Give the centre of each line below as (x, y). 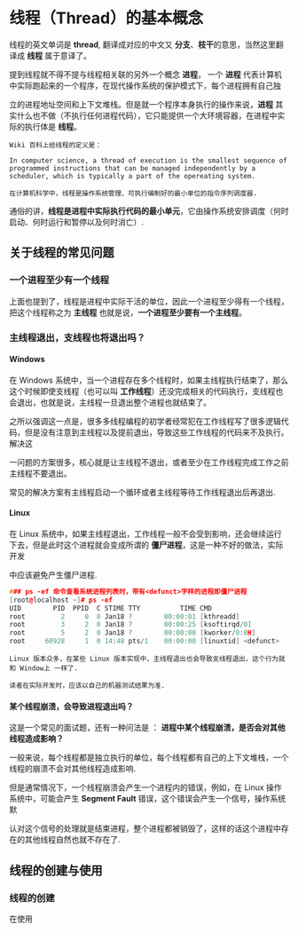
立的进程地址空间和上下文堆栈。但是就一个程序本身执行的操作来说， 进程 (141, 104)
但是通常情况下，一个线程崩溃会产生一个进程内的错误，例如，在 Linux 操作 (145, 787)
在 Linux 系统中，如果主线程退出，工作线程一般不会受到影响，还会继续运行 (145, 533)
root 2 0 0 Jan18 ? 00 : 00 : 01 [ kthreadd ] (125, 616)
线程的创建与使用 (56, 870)
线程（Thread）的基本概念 (106, 18)
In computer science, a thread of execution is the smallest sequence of (149, 161)
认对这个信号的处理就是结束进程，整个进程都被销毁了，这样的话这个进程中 (145, 829)
